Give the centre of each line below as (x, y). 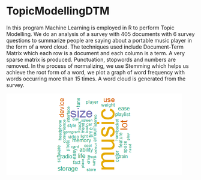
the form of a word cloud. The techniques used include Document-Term (95, 47)
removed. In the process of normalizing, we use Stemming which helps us (97, 66)
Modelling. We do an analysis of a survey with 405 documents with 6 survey (100, 34)
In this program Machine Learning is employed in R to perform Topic (91, 28)
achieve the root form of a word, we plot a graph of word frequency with (95, 72)
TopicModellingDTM (58, 11)
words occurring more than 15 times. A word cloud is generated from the (96, 79)
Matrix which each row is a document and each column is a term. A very (95, 53)
